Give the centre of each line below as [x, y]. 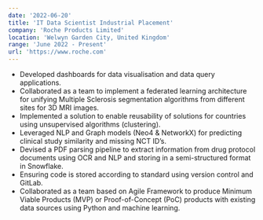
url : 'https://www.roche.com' [58, 52]
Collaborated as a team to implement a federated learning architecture [133, 91]
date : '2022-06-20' [40, 15]
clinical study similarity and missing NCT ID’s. [93, 141]
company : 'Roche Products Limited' [66, 30]
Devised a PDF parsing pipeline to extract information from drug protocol [137, 149]
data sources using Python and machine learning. [100, 208]
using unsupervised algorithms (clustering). [90, 124]
